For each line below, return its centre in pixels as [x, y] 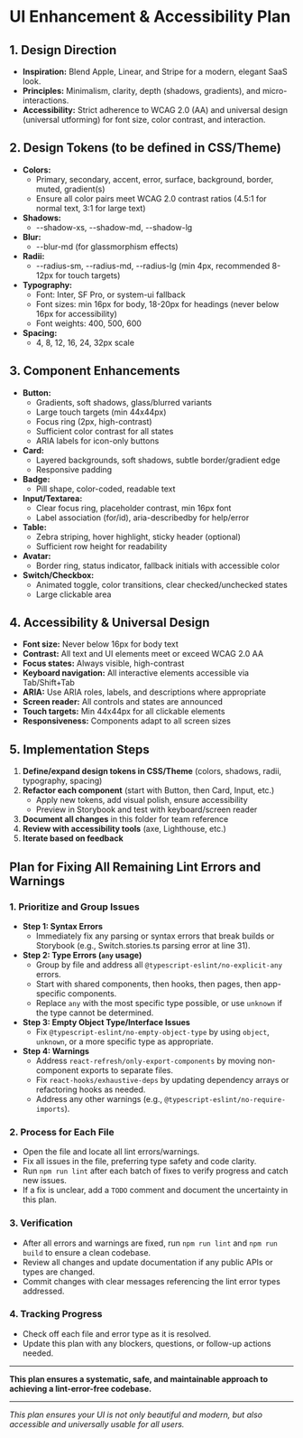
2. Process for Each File [62, 1132]
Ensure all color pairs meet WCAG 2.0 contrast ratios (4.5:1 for [151, 198]
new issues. [45, 1181]
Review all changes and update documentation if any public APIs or [147, 1262]
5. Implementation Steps [80, 749]
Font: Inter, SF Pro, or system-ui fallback [111, 294]
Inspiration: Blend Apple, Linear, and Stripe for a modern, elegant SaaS [155, 71]
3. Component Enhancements [95, 371]
